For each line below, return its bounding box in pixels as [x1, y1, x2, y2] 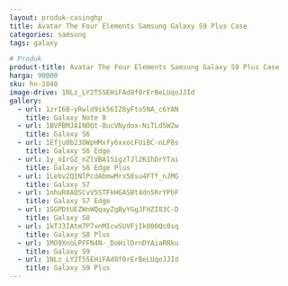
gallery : [9, 96, 42, 105]
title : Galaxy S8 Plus [25, 230, 111, 239]
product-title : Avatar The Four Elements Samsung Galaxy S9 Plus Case [9, 63, 280, 72]
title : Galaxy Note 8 [25, 113, 106, 122]
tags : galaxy [9, 38, 58, 48]
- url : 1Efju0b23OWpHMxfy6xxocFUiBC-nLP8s [17, 139, 179, 147]
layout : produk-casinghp [9, 13, 103, 22]
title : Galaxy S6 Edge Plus [25, 163, 130, 172]
